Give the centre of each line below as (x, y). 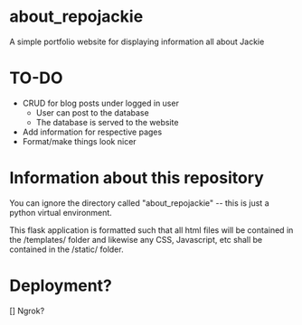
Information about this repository (137, 178)
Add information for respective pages (92, 132)
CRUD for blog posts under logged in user (100, 103)
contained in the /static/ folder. (66, 249)
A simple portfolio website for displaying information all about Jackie (137, 42)
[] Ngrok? (27, 311)
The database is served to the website (107, 122)
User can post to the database (92, 112)
